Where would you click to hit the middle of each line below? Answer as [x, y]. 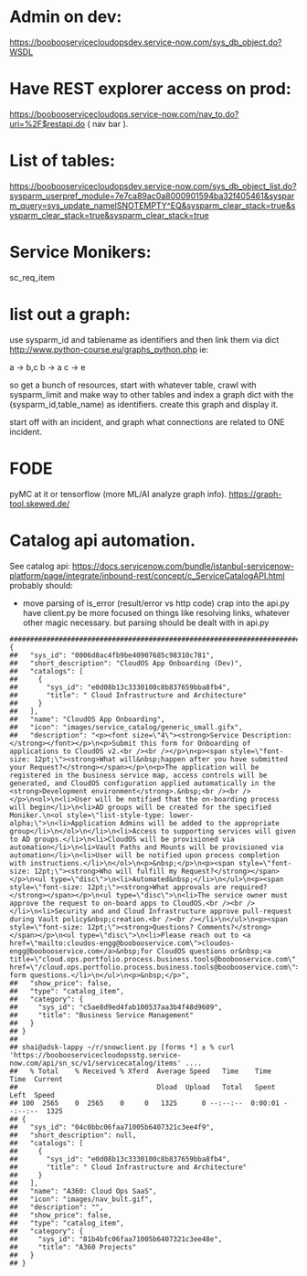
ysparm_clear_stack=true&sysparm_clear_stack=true [110, 215]
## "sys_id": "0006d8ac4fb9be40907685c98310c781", [112, 655]
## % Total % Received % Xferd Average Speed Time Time [141, 1071]
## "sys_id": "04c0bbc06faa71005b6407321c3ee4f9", [112, 1127]
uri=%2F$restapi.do [47, 123]
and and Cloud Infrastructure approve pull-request [191, 911]
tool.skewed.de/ [40, 504]
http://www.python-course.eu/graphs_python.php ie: [109, 349]
